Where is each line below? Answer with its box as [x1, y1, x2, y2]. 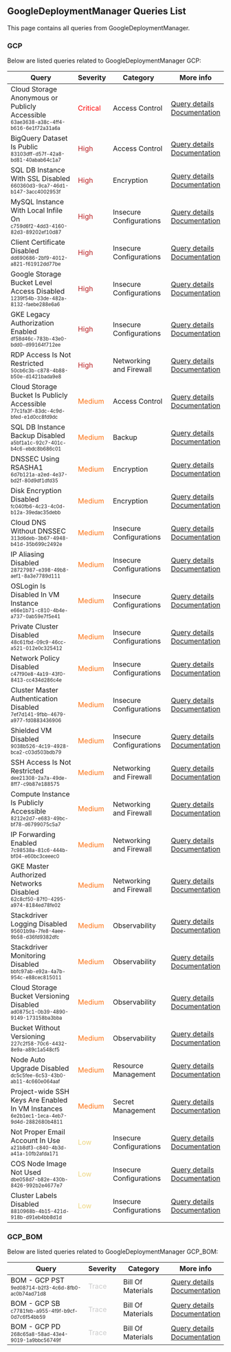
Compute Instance [10, 789, 70, 799]
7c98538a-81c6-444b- [10, 847, 69, 854]
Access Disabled [10, 287, 65, 296]
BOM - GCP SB [10, 1299, 60, 1309]
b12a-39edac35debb [10, 509, 61, 516]
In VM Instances [10, 1104, 63, 1113]
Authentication [10, 694, 58, 704]
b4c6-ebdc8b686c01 [10, 446, 62, 453]
